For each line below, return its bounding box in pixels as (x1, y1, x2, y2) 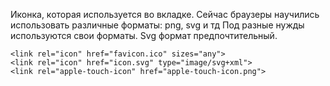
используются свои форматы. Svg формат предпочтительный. (10, 30, 278, 41)
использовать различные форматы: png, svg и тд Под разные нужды (10, 19, 305, 31)
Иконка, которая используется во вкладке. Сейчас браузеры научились (10, 9, 320, 20)
